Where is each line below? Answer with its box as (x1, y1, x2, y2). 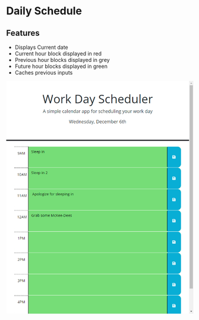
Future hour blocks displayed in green (14, 63, 108, 70)
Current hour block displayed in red (14, 50, 102, 57)
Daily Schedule (6, 4, 82, 18)
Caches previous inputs (14, 69, 73, 76)
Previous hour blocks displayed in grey (14, 57, 110, 63)
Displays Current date (14, 44, 68, 51)
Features (6, 28, 40, 38)
